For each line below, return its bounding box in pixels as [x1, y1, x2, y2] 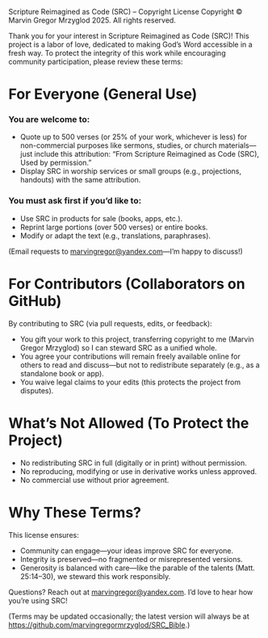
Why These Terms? [8, 503, 141, 522]
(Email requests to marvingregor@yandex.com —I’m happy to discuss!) [8, 246, 244, 256]
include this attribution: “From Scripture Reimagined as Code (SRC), [34, 149, 260, 159]
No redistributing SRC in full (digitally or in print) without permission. [19, 458, 248, 468]
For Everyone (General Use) [8, 85, 198, 103]
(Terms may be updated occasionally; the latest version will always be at [8, 611, 250, 621]
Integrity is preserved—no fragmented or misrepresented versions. [19, 554, 244, 564]
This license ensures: [8, 530, 79, 539]
